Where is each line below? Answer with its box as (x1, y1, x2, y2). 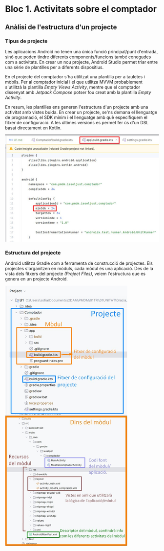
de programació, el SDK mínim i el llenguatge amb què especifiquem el (5, 114, 148, 120)
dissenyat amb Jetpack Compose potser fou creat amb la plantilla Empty (5, 89, 151, 95)
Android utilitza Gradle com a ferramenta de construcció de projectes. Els (5, 260, 153, 266)
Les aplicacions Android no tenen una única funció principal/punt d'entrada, (5, 48, 158, 54)
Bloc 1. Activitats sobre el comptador (5, 3, 157, 15)
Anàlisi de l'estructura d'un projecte (5, 23, 117, 31)
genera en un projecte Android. (5, 276, 68, 282)
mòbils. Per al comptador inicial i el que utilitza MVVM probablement (5, 79, 143, 85)
